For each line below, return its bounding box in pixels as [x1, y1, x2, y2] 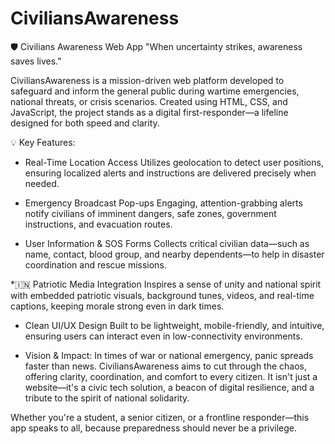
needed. [24, 177, 60, 189]
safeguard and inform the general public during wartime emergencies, [10, 85, 300, 97]
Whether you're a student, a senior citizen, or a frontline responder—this [10, 411, 310, 423]
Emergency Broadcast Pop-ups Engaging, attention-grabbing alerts [24, 197, 303, 209]
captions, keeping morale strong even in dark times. [10, 300, 225, 312]
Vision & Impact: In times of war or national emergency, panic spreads [24, 349, 314, 361]
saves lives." [10, 55, 62, 67]
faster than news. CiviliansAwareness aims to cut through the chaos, [24, 360, 308, 372]
